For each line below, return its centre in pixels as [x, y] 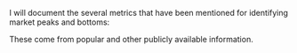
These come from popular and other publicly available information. [131, 39]
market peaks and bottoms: [60, 22]
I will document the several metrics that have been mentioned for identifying [149, 13]
